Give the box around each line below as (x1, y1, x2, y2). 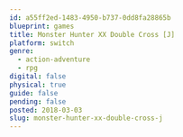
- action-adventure (17, 55, 91, 64)
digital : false (9, 72, 67, 81)
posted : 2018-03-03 (9, 105, 83, 114)
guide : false (9, 88, 59, 97)
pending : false (9, 96, 67, 106)
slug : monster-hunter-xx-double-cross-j (9, 114, 164, 123)
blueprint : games (9, 22, 75, 31)
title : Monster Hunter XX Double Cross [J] (9, 30, 176, 39)
